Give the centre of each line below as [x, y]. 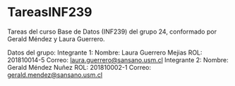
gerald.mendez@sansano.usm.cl [55, 75]
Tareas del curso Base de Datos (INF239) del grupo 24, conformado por [112, 31]
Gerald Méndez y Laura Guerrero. [56, 38]
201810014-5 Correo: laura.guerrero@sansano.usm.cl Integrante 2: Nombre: [118, 59]
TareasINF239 [50, 12]
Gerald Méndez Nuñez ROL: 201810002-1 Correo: [79, 67]
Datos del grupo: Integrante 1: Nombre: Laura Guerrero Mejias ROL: [105, 52]
